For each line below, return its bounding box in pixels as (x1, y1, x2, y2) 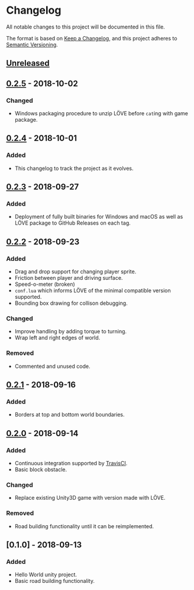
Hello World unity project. (14, 571, 77, 578)
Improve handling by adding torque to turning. (14, 328, 127, 335)
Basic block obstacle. (14, 466, 67, 473)
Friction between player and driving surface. (14, 275, 123, 282)
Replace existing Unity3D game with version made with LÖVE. (14, 494, 166, 501)
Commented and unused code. (14, 362, 90, 370)
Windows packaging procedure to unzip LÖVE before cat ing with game (14, 110, 188, 117)
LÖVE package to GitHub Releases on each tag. (14, 219, 131, 226)
